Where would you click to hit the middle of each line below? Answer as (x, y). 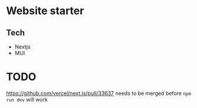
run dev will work (27, 99)
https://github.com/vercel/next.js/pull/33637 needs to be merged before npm (99, 93)
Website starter (45, 11)
